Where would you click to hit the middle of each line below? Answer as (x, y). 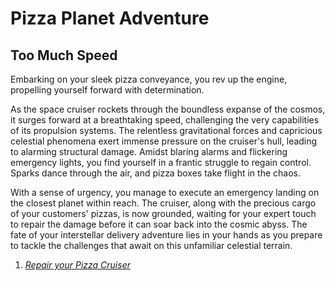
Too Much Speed (64, 55)
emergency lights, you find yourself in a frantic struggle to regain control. (161, 162)
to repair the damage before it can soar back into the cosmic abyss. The (159, 224)
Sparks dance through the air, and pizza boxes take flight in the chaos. (155, 173)
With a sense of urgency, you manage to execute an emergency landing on (165, 192)
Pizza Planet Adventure (110, 18)
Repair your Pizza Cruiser (77, 265)
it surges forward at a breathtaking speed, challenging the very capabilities (165, 120)
